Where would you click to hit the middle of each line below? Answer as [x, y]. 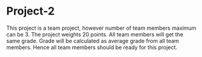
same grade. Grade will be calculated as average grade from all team [93, 41]
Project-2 [30, 11]
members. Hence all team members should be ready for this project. [92, 47]
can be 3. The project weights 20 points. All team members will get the [95, 34]
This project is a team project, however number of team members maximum [101, 28]
